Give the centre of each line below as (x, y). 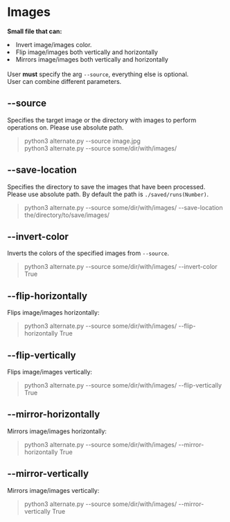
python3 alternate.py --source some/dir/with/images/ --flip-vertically (123, 385)
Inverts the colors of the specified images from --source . (88, 253)
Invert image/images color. (54, 44)
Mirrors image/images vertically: (53, 490)
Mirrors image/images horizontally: (57, 431)
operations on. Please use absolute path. (65, 127)
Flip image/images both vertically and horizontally (87, 52)
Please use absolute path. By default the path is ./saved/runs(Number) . (108, 194)
